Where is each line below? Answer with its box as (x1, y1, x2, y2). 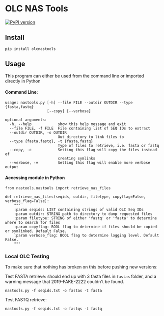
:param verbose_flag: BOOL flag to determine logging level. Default (14, 233, 160, 238)
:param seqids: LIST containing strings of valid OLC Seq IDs (14, 207, 144, 212)
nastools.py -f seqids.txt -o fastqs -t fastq (5, 306, 102, 312)
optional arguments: (5, 117, 48, 122)
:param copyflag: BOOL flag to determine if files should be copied (14, 224, 157, 229)
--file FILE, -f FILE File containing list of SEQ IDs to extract (9, 126, 151, 131)
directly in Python (5, 78, 41, 84)
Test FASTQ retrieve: (5, 297, 47, 303)
